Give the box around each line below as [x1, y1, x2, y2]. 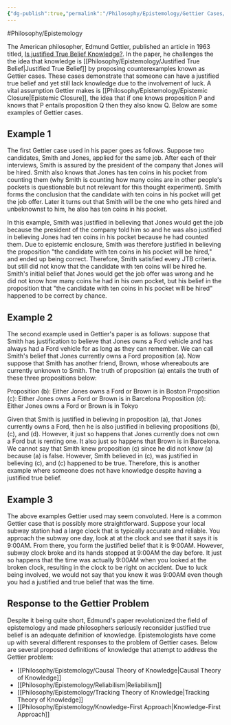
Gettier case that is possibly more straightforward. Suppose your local [7, 520, 206, 528]
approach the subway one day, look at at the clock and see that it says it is [7, 534, 219, 542]
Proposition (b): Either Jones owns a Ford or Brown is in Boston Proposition [7, 387, 220, 396]
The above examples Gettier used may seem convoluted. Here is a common [7, 512, 222, 520]
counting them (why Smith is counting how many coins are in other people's [7, 176, 223, 184]
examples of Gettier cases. [7, 108, 84, 116]
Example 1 [7, 128, 52, 140]
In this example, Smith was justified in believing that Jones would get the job [7, 218, 223, 227]
